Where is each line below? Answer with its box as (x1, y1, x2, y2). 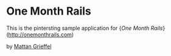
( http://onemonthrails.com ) (6, 30, 74, 38)
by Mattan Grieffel (6, 43, 52, 50)
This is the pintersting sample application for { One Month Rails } (6, 24, 166, 32)
